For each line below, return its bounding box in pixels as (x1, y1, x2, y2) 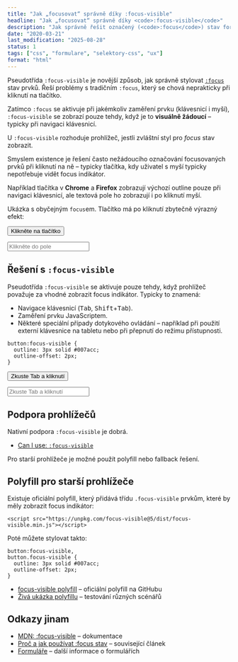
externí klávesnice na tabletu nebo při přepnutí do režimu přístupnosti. (17, 326, 223, 335)
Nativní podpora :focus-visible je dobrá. (7, 428, 128, 436)
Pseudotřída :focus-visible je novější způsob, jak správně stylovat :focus (7, 76, 225, 84)
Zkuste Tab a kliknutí (11, 372, 65, 379)
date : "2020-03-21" (7, 30, 65, 38)
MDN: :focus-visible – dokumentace (17, 632, 123, 640)
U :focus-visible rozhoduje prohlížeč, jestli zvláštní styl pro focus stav (7, 133, 215, 142)
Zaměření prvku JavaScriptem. (17, 311, 108, 319)
